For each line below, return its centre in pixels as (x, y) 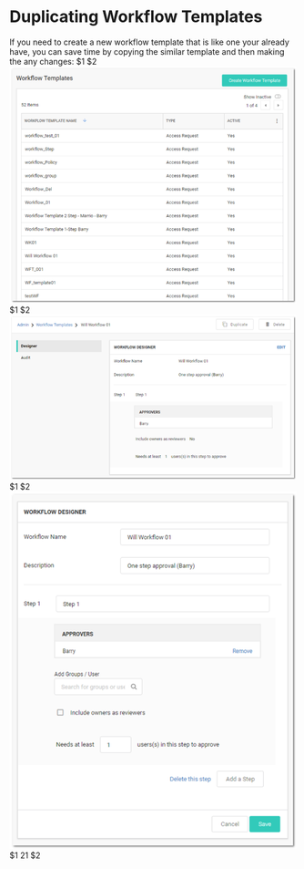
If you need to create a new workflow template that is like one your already (149, 42)
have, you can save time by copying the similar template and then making (147, 51)
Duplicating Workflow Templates (136, 17)
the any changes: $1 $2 (53, 61)
